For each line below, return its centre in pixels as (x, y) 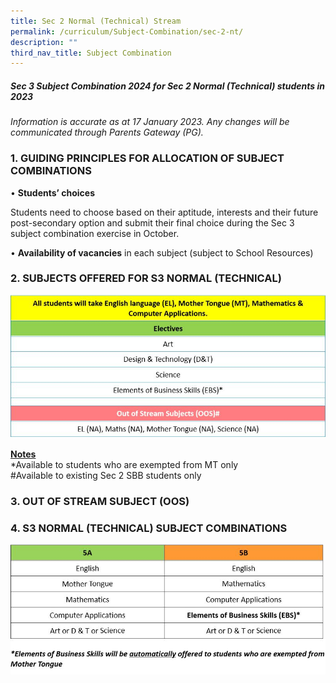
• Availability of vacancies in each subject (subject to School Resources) (162, 252)
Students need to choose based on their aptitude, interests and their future (164, 212)
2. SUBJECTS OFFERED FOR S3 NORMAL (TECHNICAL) (146, 278)
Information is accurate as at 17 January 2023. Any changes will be (150, 122)
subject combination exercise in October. (95, 233)
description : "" (44, 42)
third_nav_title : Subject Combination (91, 53)
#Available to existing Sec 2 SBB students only (106, 475)
